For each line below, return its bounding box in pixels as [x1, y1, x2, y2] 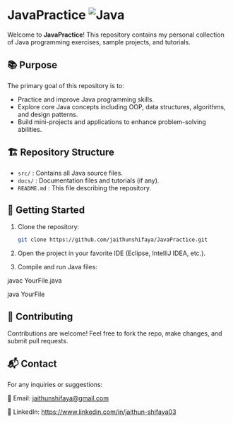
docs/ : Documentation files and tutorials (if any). [17, 176, 160, 185]
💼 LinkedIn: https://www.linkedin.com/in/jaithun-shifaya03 [7, 407, 177, 416]
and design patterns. [17, 110, 78, 118]
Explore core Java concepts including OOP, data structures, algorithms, [17, 102, 226, 111]
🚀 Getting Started [7, 204, 85, 216]
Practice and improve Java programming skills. [17, 95, 155, 104]
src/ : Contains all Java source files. [17, 168, 124, 177]
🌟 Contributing [7, 310, 73, 322]
